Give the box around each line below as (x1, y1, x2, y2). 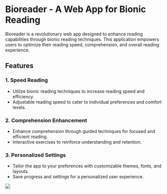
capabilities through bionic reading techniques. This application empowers (5, 36, 159, 42)
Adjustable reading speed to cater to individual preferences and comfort (12, 99, 162, 105)
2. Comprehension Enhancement (5, 117, 87, 124)
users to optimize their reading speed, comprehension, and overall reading (5, 41, 159, 47)
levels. (12, 104, 26, 110)
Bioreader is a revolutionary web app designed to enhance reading (5, 31, 143, 37)
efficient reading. (12, 134, 48, 140)
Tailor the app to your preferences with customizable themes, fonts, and (12, 163, 162, 169)
